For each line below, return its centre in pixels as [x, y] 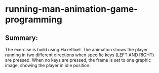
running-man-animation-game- [72, 9]
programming [34, 19]
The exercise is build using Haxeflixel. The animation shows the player [77, 50]
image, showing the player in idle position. [48, 65]
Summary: [21, 38]
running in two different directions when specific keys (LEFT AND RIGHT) [80, 55]
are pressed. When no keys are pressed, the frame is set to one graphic [78, 60]
